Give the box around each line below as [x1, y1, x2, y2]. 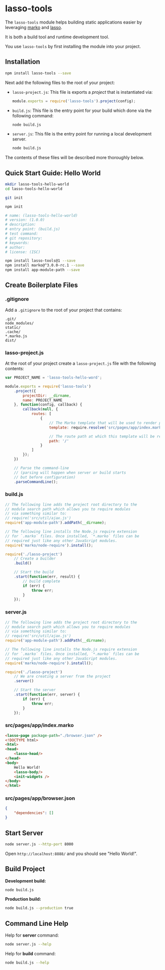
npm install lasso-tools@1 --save [5, 258, 76, 263]
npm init [5, 204, 23, 209]
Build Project [5, 865, 45, 873]
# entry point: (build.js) [5, 227, 60, 232]
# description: [5, 222, 36, 227]
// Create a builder [14, 556, 56, 561]
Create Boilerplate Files [5, 281, 78, 290]
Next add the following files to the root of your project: [5, 80, 115, 85]
